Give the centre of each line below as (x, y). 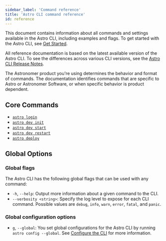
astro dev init (28, 123)
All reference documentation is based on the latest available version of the (81, 53)
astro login (25, 117)
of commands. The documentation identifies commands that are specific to (82, 79)
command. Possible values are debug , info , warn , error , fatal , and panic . (87, 204)
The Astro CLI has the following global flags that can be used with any (77, 178)
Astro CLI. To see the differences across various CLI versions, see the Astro (83, 59)
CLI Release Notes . (25, 64)
